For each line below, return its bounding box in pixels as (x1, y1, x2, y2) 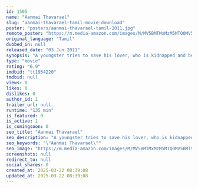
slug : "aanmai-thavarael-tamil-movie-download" (6, 19, 126, 25)
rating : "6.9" (6, 63, 41, 70)
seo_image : (6, 146, 33, 151)
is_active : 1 (6, 118, 38, 124)
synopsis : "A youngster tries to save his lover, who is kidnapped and (6, 52, 186, 58)
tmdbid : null (6, 74, 38, 80)
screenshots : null (6, 151, 51, 157)
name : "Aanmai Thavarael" (6, 14, 70, 20)
